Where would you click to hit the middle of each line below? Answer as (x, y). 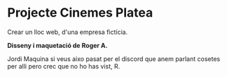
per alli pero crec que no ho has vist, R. (64, 66)
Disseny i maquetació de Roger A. (57, 45)
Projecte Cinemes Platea (80, 13)
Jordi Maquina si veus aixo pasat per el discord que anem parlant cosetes (114, 59)
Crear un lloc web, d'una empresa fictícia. (68, 32)
